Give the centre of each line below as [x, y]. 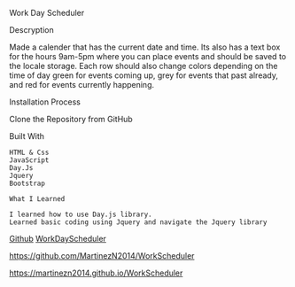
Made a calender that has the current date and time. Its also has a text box [145, 47]
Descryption [32, 30]
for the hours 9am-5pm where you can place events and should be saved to [147, 56]
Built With [27, 136]
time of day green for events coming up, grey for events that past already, [144, 75]
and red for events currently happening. [82, 85]
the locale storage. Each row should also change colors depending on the [144, 66]
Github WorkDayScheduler [58, 239]
